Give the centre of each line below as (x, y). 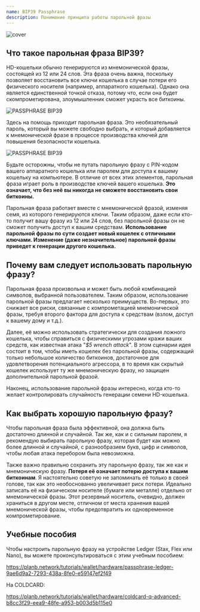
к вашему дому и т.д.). (35, 321)
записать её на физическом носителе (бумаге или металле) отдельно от (99, 490)
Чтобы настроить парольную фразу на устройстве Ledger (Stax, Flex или (99, 549)
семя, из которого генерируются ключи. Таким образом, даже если (93, 214)
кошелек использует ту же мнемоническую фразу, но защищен (88, 370)
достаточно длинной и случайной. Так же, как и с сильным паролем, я (97, 434)
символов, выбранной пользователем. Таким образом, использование (97, 295)
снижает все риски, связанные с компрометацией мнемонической (93, 308)
